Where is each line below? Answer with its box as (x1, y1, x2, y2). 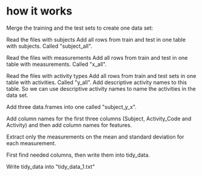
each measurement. (6, 139, 56, 146)
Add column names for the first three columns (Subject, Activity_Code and (6, 115, 192, 122)
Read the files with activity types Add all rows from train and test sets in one (6, 72, 197, 79)
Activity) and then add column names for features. (6, 121, 132, 128)
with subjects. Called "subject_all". (6, 42, 93, 50)
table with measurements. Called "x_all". (6, 60, 107, 68)
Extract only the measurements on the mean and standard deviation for (6, 133, 184, 140)
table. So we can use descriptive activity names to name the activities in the (6, 85, 196, 92)
